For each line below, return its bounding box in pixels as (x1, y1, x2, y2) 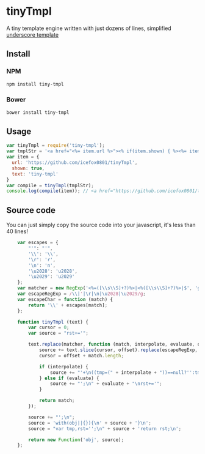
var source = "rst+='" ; (28, 330, 88, 337)
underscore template (6, 31, 59, 38)
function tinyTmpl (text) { (17, 319, 88, 325)
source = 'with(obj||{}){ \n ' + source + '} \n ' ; (28, 420, 151, 426)
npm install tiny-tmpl (6, 81, 64, 87)
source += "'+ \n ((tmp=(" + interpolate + (49, 369, 157, 376)
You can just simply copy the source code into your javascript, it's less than (6, 221, 196, 229)
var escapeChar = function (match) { (17, 296, 113, 302)
